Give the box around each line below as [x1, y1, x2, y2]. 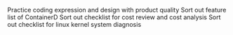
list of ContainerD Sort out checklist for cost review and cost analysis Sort [7, 13, 221, 21]
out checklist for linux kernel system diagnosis [7, 21, 142, 28]
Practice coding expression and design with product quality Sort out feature [7, 6, 227, 14]
